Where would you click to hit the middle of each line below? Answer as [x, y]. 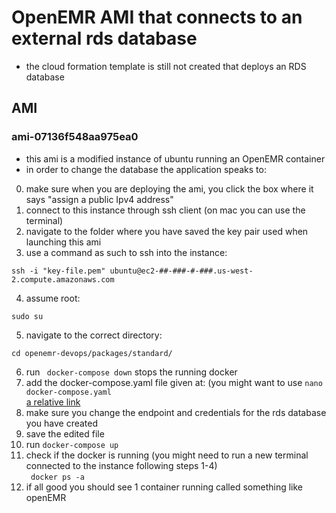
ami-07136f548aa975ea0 [75, 137]
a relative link [53, 402]
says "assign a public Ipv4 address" [99, 199]
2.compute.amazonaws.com [63, 279]
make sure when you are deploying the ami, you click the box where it [169, 188]
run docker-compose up [72, 444]
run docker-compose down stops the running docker [131, 372]
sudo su [27, 316]
